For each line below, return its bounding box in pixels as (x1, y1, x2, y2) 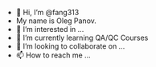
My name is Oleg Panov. (15, 16, 96, 26)
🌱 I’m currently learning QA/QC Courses (15, 33, 149, 42)
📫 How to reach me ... (15, 50, 91, 60)
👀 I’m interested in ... (15, 25, 84, 33)
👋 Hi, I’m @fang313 (15, 8, 80, 17)
